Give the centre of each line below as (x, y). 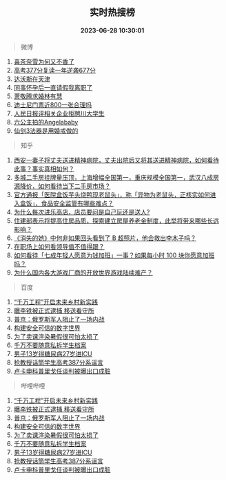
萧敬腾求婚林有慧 (38, 96)
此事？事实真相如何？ (44, 169)
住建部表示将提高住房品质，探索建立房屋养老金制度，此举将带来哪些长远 (116, 221)
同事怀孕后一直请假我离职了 (53, 87)
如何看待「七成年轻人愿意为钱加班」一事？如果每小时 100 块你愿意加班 (114, 255)
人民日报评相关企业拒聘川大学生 (59, 113)
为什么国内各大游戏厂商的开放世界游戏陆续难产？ (83, 273)
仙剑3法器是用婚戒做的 (46, 131)
